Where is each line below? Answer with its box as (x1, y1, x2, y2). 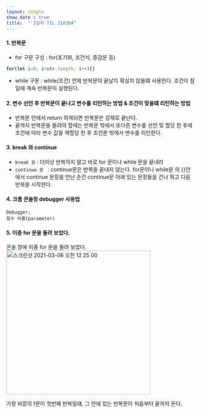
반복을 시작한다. (14, 180, 52, 188)
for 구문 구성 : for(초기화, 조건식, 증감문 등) (14, 53, 116, 61)
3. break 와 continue (6, 144, 57, 151)
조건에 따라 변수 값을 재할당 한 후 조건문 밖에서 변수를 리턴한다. (14, 129, 162, 136)
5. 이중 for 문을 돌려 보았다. (6, 229, 70, 236)
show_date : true (6, 14, 50, 20)
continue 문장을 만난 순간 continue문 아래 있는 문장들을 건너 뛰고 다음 (26, 173, 191, 180)
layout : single (6, 8, 44, 15)
